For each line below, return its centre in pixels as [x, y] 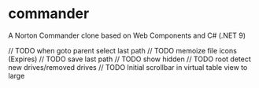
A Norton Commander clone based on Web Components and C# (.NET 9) [127, 35]
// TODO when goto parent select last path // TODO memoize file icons [123, 50]
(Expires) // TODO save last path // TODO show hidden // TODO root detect [129, 59]
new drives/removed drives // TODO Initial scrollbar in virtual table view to [128, 67]
